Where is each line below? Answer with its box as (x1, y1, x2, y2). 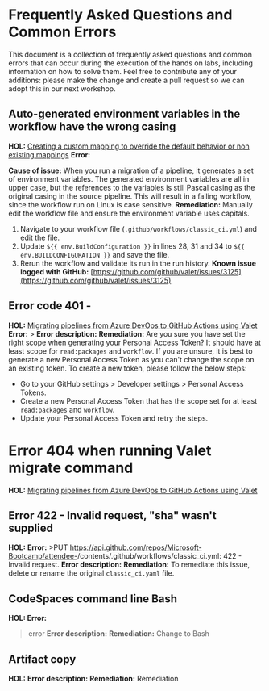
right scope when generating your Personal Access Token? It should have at (8, 337, 262, 347)
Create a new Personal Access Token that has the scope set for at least (19, 396, 258, 405)
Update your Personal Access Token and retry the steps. (19, 413, 209, 423)
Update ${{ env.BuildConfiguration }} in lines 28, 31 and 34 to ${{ (19, 241, 246, 251)
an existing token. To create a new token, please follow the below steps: (8, 363, 247, 373)
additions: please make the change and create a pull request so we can (8, 75, 245, 85)
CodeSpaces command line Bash (8, 592, 178, 605)
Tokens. (19, 387, 47, 397)
